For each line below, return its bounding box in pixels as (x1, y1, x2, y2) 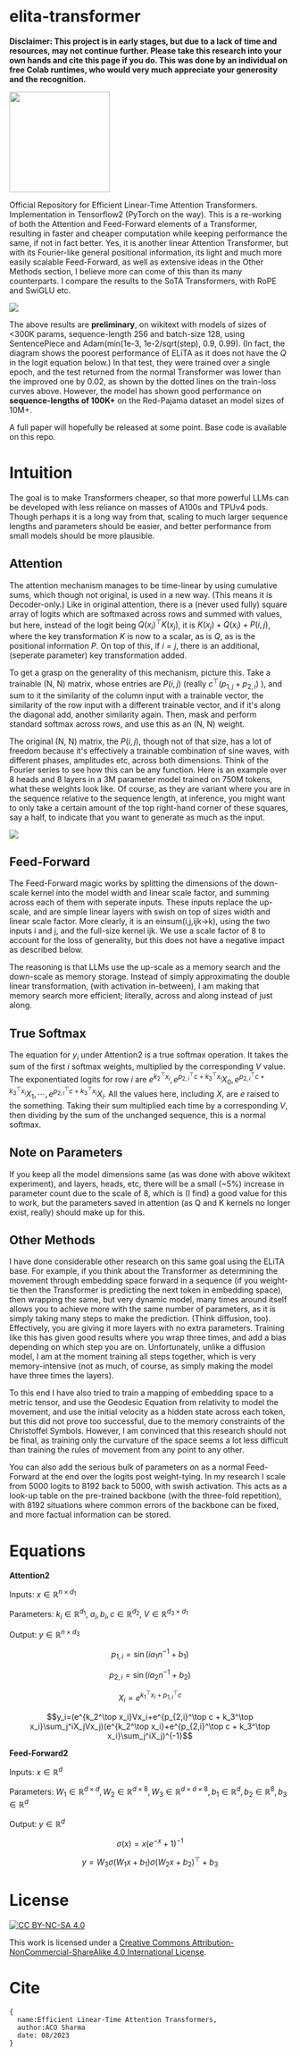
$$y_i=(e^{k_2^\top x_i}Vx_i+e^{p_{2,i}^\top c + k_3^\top (46, 1712, 254, 1723)
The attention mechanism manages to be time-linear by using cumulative (9, 579, 278, 591)
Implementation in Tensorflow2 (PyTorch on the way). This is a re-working (9, 208, 282, 220)
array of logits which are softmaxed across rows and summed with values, (9, 608, 283, 619)
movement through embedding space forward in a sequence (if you (9, 1276, 258, 1286)
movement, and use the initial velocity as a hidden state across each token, (9, 1406, 286, 1418)
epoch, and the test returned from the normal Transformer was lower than (9, 367, 281, 377)
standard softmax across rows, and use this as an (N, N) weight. (9, 718, 246, 729)
